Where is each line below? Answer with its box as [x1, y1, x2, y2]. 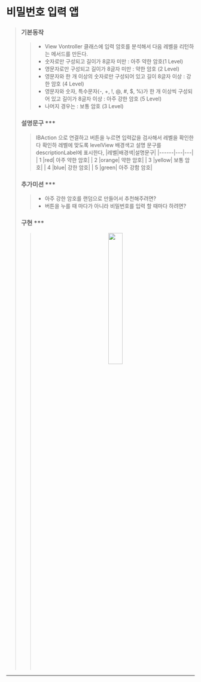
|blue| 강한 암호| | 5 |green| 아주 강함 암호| [51, 164, 153, 171]
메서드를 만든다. [51, 50, 89, 57]
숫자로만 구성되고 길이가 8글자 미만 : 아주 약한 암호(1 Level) [44, 58, 184, 65]
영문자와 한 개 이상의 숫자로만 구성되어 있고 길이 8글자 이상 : [44, 73, 185, 80]
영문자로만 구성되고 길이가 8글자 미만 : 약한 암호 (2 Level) [44, 65, 179, 72]
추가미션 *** [20, 180, 56, 188]
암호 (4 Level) [51, 80, 85, 87]
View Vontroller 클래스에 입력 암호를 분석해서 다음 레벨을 [44, 43, 178, 50]
